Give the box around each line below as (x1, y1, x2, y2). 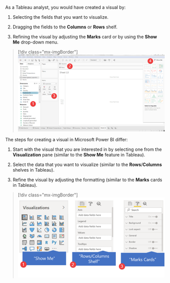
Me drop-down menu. (12, 39, 59, 45)
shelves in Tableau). (12, 167, 55, 173)
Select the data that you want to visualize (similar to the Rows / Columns (12, 161, 162, 168)
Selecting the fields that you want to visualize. (12, 14, 109, 20)
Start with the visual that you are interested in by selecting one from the (12, 146, 162, 152)
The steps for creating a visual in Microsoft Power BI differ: (5, 136, 128, 142)
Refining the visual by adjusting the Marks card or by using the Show (12, 34, 157, 39)
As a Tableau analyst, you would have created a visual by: (5, 5, 126, 10)
